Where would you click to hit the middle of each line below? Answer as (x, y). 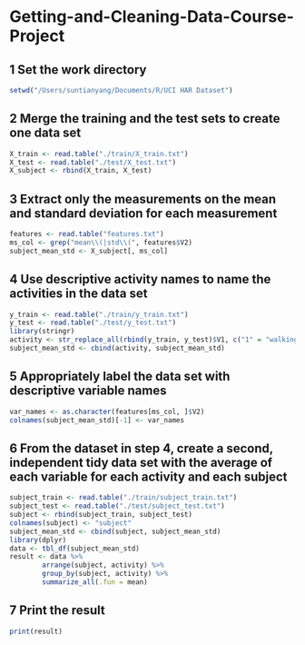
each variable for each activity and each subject (148, 476)
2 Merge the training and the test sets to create (145, 119)
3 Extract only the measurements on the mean (143, 198)
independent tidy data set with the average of (141, 462)
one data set (45, 133)
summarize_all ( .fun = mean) (95, 582)
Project (37, 36)
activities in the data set (79, 294)
